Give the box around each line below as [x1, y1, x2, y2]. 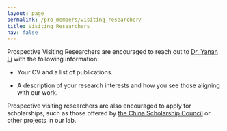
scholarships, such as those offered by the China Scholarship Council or [7, 109, 211, 117]
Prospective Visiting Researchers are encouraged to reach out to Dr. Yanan [7, 48, 219, 56]
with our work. [16, 89, 58, 97]
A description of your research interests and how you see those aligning [16, 81, 220, 89]
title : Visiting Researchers [7, 23, 90, 29]
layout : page [7, 10, 44, 17]
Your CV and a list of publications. [16, 68, 113, 76]
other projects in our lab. [7, 117, 77, 125]
